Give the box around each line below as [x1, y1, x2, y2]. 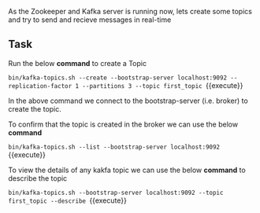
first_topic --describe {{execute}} [8, 196, 128, 205]
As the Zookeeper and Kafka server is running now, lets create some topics [8, 7, 252, 16]
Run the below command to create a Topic [8, 58, 147, 68]
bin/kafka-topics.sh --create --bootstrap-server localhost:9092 [8, 74, 227, 82]
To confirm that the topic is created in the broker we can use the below [8, 119, 239, 129]
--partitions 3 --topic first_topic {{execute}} [82, 80, 243, 90]
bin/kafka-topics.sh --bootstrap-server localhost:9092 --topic [8, 189, 224, 196]
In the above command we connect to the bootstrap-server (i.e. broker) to [8, 96, 248, 105]
